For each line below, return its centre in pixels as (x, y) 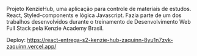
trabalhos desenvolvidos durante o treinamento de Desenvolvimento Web (99, 22)
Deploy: (16, 40)
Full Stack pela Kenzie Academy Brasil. (55, 28)
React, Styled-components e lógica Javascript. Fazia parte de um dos (94, 15)
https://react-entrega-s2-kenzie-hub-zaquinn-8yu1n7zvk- (100, 40)
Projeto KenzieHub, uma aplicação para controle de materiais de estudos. (99, 9)
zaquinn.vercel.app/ (31, 46)
